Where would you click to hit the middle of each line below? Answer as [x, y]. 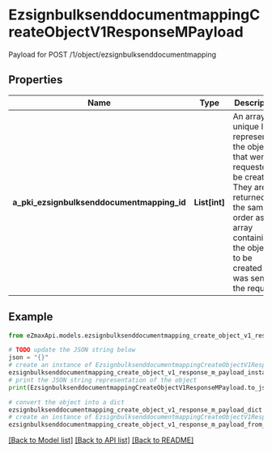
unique [246, 126]
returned [249, 197]
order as [249, 218]
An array [249, 116]
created [248, 268]
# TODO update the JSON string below [72, 350]
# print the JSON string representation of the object [103, 380]
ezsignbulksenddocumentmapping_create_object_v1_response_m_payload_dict [136, 410]
